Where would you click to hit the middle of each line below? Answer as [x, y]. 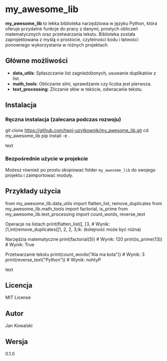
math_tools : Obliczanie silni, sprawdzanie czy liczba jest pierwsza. [82, 84]
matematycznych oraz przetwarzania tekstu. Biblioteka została [70, 34]
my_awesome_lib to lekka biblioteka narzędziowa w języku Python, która [81, 23]
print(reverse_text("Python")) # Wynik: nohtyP [53, 260]
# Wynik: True [20, 245]
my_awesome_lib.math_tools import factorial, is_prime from [67, 209]
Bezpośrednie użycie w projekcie [47, 159]
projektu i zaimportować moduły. [39, 175]
